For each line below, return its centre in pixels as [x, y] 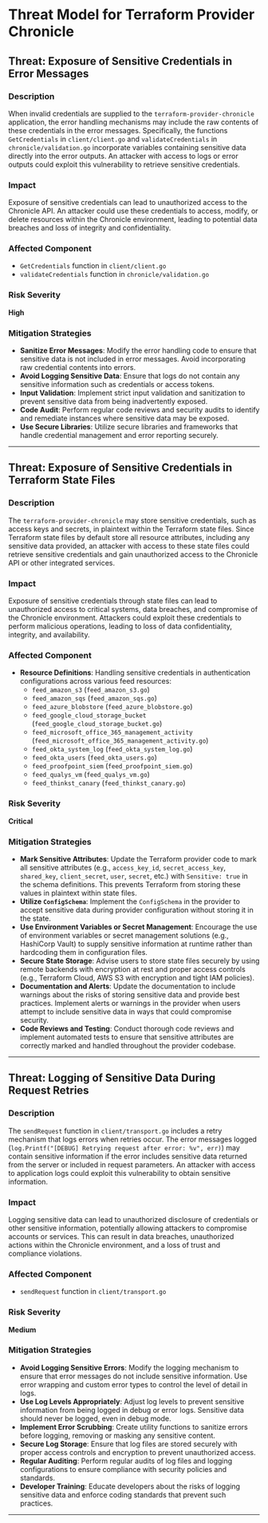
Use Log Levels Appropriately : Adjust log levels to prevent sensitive [132, 1401]
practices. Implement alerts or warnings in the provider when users [130, 1003]
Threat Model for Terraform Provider [132, 15]
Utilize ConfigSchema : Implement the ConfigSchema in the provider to [130, 901]
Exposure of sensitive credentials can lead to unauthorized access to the [128, 203]
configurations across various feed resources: [95, 681]
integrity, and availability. [49, 635]
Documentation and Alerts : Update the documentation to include [128, 986]
